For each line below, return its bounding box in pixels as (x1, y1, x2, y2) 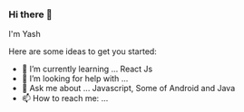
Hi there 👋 (8, 8, 54, 21)
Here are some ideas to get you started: (8, 46, 158, 57)
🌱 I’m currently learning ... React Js (21, 63, 153, 75)
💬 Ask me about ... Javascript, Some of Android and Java (21, 83, 236, 94)
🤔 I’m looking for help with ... (21, 73, 129, 84)
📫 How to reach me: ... (21, 93, 109, 104)
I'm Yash (8, 29, 42, 40)
